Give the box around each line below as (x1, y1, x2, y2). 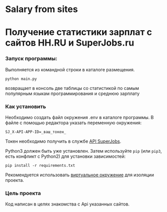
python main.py (5, 76, 37, 81)
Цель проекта (5, 189, 41, 196)
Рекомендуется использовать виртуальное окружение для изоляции (5, 172, 154, 178)
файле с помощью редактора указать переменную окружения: (5, 120, 142, 126)
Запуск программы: (5, 55, 58, 62)
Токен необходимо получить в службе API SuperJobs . (5, 138, 122, 144)
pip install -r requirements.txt (5, 163, 75, 168)
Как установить (5, 103, 46, 110)
